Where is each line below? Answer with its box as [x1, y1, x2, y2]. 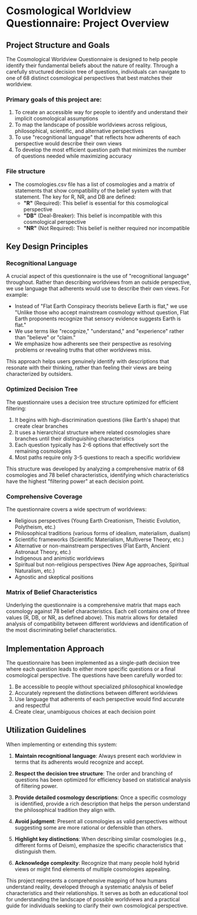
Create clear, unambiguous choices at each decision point [14, 708, 156, 715]
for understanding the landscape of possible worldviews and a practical [6, 896, 181, 903]
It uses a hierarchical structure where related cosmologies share [14, 429, 171, 436]
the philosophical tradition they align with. [14, 806, 116, 813]
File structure [6, 167, 45, 175]
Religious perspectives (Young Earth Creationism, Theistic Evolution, [14, 517, 181, 524]
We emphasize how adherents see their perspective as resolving [14, 340, 172, 347]
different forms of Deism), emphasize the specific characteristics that [14, 841, 183, 848]
